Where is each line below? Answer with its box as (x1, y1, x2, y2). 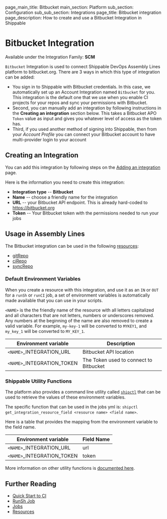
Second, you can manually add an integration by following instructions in (12, 104, 162, 111)
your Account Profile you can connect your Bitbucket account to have (12, 131, 156, 137)
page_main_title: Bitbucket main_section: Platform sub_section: (5, 4, 134, 10)
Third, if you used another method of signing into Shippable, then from (12, 126, 157, 132)
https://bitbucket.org (12, 205, 55, 210)
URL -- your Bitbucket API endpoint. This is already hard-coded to (12, 199, 148, 206)
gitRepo (12, 252, 29, 258)
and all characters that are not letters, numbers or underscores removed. (5, 312, 155, 318)
